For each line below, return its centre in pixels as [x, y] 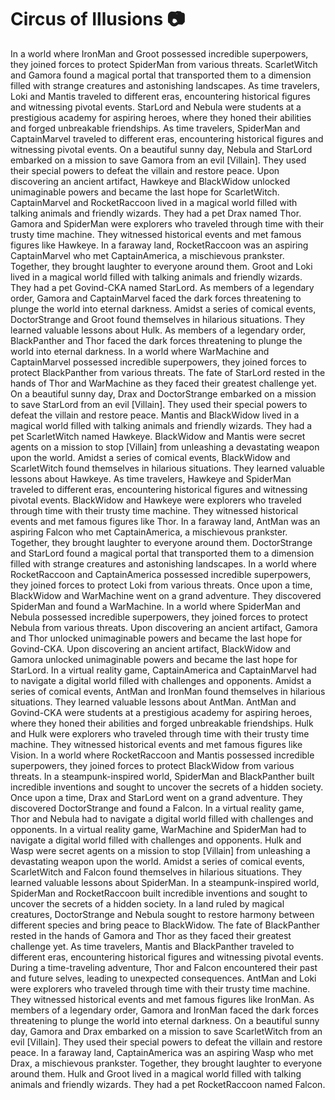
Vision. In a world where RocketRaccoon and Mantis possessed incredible [162, 755]
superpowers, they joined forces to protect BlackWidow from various [152, 765]
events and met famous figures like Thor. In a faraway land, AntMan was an [165, 521]
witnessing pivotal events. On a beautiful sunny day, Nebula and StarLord [161, 149]
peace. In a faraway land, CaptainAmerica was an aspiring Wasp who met [162, 1052]
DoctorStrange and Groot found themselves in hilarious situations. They [158, 319]
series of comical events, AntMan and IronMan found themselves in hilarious [168, 691]
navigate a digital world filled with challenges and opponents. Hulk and [156, 840]
